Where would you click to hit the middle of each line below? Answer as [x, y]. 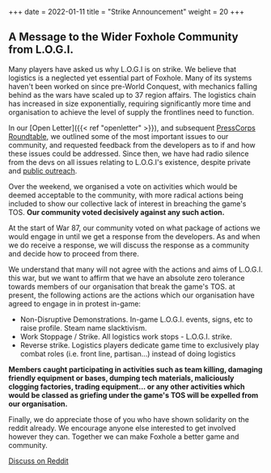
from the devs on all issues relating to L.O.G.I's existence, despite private [129, 162]
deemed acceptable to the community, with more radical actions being [126, 195]
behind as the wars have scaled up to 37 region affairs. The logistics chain [132, 95]
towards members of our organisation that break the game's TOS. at [122, 286]
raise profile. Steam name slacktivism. [83, 327]
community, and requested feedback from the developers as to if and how [132, 145]
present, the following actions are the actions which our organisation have [131, 295]
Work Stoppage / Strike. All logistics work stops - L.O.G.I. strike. [126, 336]
